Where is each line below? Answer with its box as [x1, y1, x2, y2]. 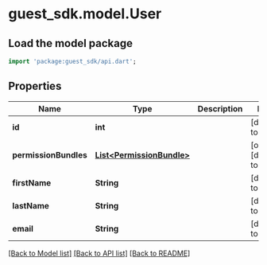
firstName [12, 177, 52, 188]
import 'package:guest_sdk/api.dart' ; [8, 57, 137, 65]
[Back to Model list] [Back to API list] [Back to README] [8, 248, 191, 258]
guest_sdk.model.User [8, 5, 162, 23]
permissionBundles [12, 149, 87, 160]
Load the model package [8, 37, 133, 50]
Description [197, 103, 243, 114]
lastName [12, 200, 50, 211]
